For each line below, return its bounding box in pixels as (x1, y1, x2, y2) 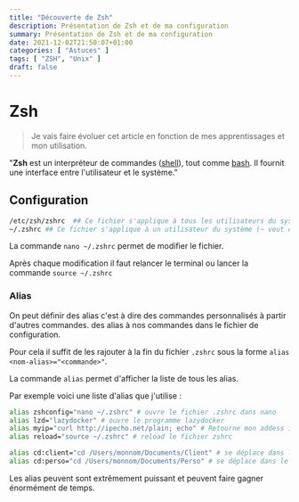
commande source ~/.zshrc (9, 267, 113, 278)
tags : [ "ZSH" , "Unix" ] (9, 54, 101, 63)
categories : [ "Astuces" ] (9, 46, 109, 55)
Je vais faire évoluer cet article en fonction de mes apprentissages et (30, 130, 285, 141)
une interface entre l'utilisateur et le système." (9, 167, 178, 177)
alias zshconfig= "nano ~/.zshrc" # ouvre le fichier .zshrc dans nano (9, 407, 277, 416)
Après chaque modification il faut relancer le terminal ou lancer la (9, 258, 249, 268)
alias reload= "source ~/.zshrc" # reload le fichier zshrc (9, 432, 233, 441)
